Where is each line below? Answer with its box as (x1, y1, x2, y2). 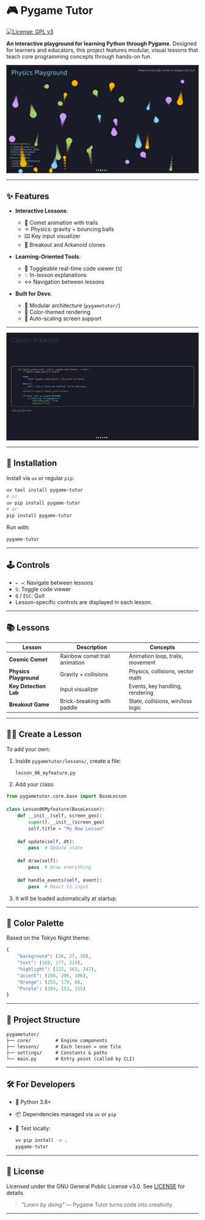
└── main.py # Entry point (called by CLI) (6, 1056, 135, 1062)
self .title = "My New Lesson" (28, 825, 105, 831)
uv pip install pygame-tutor (6, 500, 81, 506)
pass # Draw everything (28, 864, 92, 871)
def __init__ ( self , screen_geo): (17, 813, 103, 819)
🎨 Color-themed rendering (24, 309, 91, 316)
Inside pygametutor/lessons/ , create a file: (15, 757, 121, 764)
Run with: (6, 524, 31, 531)
